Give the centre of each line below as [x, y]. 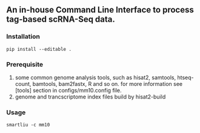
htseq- [185, 77]
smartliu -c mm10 [28, 125]
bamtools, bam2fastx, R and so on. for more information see [108, 83]
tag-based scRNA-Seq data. [61, 20]
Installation [23, 37]
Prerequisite [25, 64]
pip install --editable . [39, 49]
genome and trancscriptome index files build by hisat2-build [90, 97]
